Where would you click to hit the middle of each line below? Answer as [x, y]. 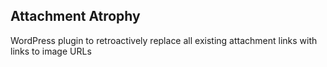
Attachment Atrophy [75, 16]
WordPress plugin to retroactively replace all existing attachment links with [164, 40]
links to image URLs [51, 51]
